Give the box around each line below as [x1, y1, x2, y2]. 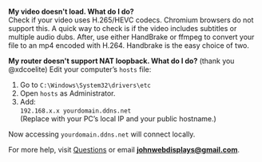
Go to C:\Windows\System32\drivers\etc [19, 80, 152, 89]
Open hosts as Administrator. [19, 89, 116, 98]
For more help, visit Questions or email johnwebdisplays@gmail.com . [8, 145, 240, 154]
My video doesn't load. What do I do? [8, 7, 134, 16]
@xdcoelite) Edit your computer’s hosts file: [8, 65, 152, 74]
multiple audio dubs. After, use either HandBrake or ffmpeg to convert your [8, 32, 255, 41]
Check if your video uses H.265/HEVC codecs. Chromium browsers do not [8, 15, 254, 25]
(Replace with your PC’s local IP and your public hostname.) [19, 114, 217, 123]
